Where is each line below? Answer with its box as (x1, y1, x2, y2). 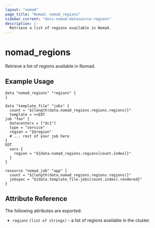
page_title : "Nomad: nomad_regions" (5, 12, 80, 17)
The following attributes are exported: (5, 208, 82, 214)
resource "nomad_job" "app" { (5, 168, 68, 173)
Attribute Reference (5, 194, 68, 203)
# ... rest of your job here (9, 134, 70, 139)
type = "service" (9, 125, 45, 130)
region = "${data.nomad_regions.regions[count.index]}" (14, 151, 132, 156)
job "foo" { (5, 116, 30, 121)
